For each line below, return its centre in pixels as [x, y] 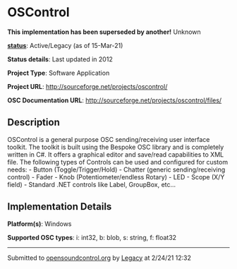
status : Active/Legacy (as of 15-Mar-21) [65, 45]
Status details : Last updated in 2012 [60, 59]
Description [34, 122]
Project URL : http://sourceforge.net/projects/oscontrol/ [87, 86]
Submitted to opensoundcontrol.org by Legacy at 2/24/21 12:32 [99, 258]
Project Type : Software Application [59, 73]
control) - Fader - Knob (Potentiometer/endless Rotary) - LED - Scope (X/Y [116, 177]
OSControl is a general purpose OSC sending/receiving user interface [109, 139]
